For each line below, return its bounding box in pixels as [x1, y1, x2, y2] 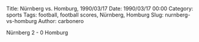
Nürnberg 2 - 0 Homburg [6, 29, 69, 36]
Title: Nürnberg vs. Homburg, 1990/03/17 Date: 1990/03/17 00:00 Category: [6, 5, 194, 12]
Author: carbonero [38, 18, 84, 24]
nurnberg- [165, 11, 191, 18]
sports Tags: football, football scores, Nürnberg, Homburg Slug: [6, 11, 164, 18]
